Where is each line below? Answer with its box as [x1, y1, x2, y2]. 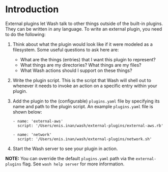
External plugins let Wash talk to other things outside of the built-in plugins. [5, 20, 163, 27]
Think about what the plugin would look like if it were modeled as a [12, 41, 153, 47]
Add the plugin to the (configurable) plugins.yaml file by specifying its [12, 98, 160, 104]
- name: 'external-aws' [12, 118, 64, 124]
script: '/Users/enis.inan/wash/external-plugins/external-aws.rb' [17, 123, 164, 128]
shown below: [12, 109, 42, 115]
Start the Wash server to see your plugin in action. [12, 145, 118, 152]
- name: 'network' [12, 132, 52, 137]
